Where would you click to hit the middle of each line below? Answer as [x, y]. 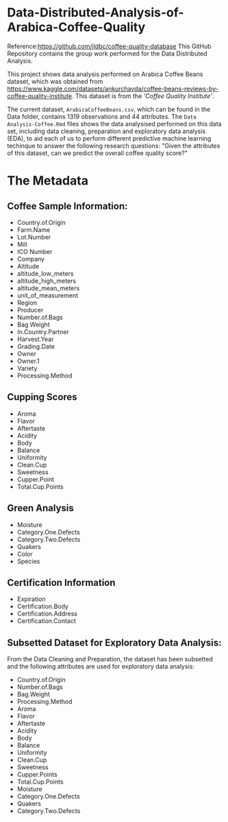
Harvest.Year [35, 339]
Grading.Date [36, 346]
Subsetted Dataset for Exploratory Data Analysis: [114, 643]
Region [27, 303]
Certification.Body [42, 607]
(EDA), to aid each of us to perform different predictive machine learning [109, 138]
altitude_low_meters [45, 273]
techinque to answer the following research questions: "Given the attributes [114, 145]
